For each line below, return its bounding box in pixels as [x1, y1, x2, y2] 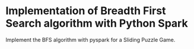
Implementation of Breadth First [5, 4, 166, 18]
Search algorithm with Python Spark [5, 17, 188, 30]
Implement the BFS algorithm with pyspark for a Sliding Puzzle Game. [5, 36, 176, 43]
